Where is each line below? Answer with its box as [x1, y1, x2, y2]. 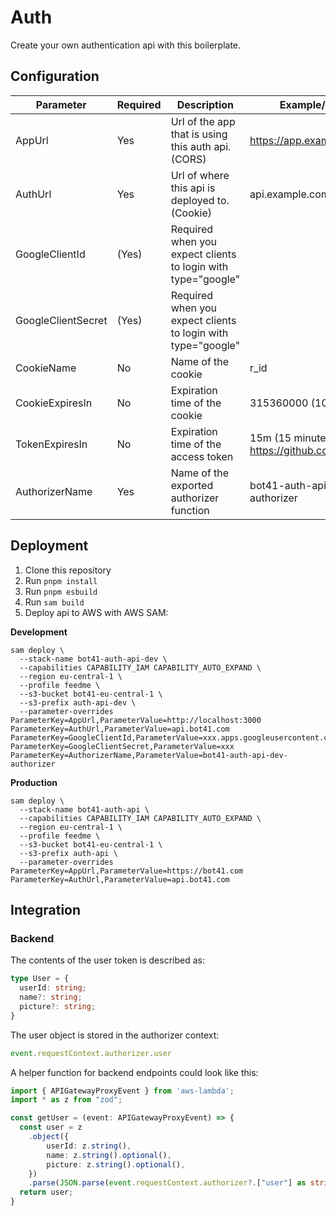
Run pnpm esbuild [24, 585, 98, 597]
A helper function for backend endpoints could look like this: [10, 1066, 259, 1078]
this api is [170, 181, 216, 195]
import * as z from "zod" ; [10, 1095, 123, 1105]
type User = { [10, 974, 70, 984]
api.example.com [249, 187, 330, 201]
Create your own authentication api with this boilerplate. [10, 39, 242, 51]
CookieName [15, 361, 77, 375]
